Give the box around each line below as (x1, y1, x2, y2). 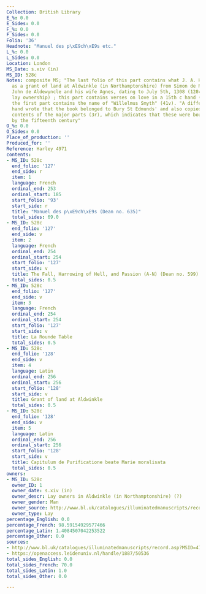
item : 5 (12, 425, 32, 431)
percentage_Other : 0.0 (6, 533, 64, 539)
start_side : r (12, 203, 48, 209)
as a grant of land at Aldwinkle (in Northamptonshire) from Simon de (12, 83, 196, 89)
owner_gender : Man (12, 499, 59, 506)
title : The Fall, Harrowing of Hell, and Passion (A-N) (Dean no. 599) (12, 271, 199, 278)
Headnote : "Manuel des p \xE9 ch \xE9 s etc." (6, 44, 116, 50)
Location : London (6, 60, 51, 66)
